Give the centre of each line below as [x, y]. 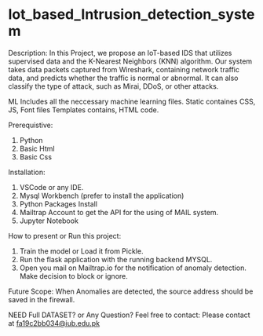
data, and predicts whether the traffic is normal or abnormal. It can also [123, 78]
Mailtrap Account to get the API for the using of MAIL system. [119, 212]
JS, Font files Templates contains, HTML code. [84, 110]
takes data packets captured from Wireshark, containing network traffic [124, 69]
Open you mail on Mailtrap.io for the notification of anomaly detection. [133, 268]
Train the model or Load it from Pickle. [81, 251]
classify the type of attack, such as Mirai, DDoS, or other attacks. [113, 86]
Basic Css [36, 157]
